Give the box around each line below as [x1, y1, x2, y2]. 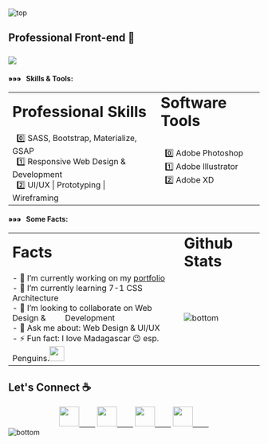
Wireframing [12, 192, 59, 203]
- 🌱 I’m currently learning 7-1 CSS [12, 282, 143, 293]
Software [160, 92, 227, 112]
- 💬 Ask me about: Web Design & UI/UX [12, 322, 160, 333]
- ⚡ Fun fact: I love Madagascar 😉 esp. [12, 332, 160, 344]
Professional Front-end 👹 [8, 31, 136, 45]
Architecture [12, 292, 59, 303]
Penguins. [12, 352, 50, 363]
